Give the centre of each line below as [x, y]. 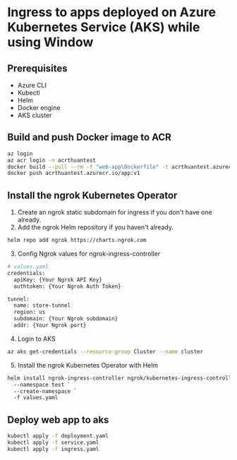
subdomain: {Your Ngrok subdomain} [66, 319]
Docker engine [39, 108]
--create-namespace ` [45, 391]
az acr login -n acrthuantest [52, 160]
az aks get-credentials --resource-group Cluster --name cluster [105, 351]
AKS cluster [35, 115]
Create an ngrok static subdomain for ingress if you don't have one [115, 212]
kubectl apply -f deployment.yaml [58, 436]
